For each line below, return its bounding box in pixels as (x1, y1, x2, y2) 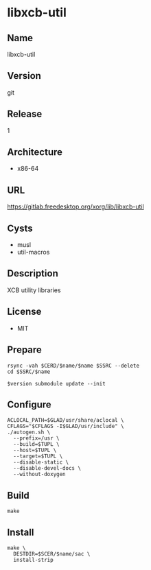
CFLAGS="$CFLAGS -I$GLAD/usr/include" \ (7, 423, 125, 430)
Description (7, 268, 58, 279)
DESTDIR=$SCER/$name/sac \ (13, 550, 91, 557)
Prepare (7, 344, 43, 356)
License (7, 306, 42, 318)
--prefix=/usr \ (13, 435, 60, 442)
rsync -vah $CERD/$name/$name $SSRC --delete (7, 362, 139, 369)
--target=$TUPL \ (13, 453, 63, 460)
